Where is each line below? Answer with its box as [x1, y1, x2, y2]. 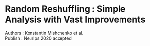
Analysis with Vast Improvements [5, 14, 146, 25]
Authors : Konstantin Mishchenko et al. [5, 30, 84, 36]
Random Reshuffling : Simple [5, 3, 126, 15]
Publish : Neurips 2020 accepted [5, 35, 72, 41]
